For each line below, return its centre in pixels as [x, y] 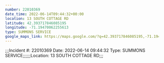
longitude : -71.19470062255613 [37, 28]
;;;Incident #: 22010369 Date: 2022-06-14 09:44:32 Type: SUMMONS [75, 50]
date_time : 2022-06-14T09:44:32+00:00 [44, 14]
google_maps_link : [24, 37]
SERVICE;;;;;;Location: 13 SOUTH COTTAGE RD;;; [54, 55]
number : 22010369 [23, 9]
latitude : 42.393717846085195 [36, 23]
